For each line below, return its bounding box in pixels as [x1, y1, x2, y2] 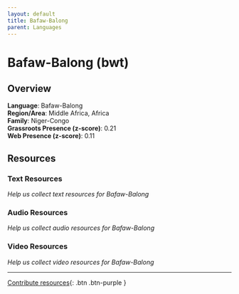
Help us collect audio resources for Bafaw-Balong [7, 224, 155, 232]
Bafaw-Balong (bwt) [7, 54, 129, 70]
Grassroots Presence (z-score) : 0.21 [7, 124, 117, 132]
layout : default [7, 10, 55, 18]
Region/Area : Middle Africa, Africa [7, 109, 110, 117]
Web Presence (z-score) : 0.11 [7, 132, 95, 140]
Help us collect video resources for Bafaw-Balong [7, 258, 154, 266]
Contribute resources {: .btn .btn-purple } [7, 278, 127, 287]
